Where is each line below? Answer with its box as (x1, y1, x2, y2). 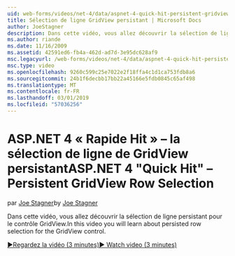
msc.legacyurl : (7, 56, 52, 63)
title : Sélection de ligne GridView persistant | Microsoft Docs (7, 17, 201, 24)
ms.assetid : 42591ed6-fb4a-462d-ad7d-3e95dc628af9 (7, 50, 158, 57)
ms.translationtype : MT (7, 82, 77, 89)
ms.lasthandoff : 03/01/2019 (7, 95, 90, 102)
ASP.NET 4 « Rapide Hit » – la (7, 131, 180, 147)
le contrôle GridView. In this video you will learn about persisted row (7, 219, 201, 227)
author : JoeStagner (7, 23, 64, 30)
